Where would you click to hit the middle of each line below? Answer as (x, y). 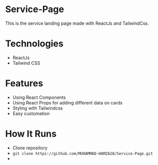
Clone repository (30, 148)
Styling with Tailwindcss (38, 108)
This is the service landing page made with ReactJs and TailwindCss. (77, 23)
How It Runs (31, 134)
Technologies (35, 44)
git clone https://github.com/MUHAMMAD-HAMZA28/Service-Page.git (83, 153)
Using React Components (39, 97)
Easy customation (31, 113)
